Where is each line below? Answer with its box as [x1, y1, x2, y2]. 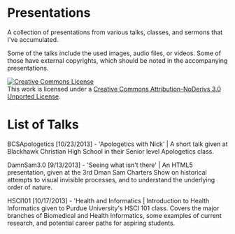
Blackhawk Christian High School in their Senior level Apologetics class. [7, 147, 215, 155]
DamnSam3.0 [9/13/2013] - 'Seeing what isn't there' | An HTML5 [7, 161, 194, 169]
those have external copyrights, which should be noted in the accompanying [7, 56, 228, 64]
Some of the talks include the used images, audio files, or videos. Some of [7, 49, 222, 57]
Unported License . [7, 92, 61, 101]
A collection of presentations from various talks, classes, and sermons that [7, 28, 223, 36]
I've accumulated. [7, 35, 59, 43]
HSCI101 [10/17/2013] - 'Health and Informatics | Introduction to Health [7, 196, 210, 205]
